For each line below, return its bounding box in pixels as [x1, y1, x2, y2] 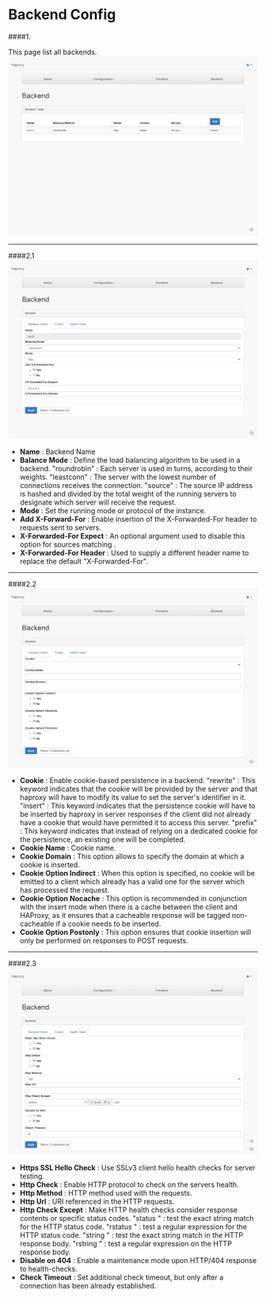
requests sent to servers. [19, 523, 101, 532]
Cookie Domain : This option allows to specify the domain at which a [19, 851, 245, 862]
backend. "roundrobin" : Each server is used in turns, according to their [19, 464, 253, 474]
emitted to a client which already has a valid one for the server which [19, 877, 245, 886]
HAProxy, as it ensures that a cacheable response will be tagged [19, 911, 231, 920]
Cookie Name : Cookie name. [19, 843, 116, 853]
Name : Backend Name [19, 447, 96, 457]
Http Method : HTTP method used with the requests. [19, 1188, 192, 1197]
